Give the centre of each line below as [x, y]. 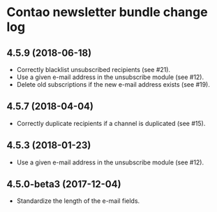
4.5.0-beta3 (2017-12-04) [64, 184]
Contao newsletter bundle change [107, 12]
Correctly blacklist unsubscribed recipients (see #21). [93, 70]
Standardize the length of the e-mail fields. [78, 201]
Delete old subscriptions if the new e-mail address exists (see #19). [113, 84]
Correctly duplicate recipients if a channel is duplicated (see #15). [111, 123]
